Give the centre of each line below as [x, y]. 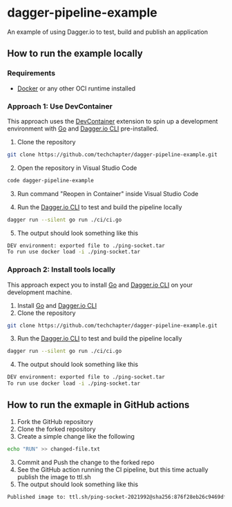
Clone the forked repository [56, 429]
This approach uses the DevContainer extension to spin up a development [113, 121]
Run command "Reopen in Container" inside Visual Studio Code [108, 193]
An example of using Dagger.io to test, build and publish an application [108, 32]
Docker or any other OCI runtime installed [76, 88]
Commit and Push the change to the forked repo [86, 462]
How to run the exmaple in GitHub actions [98, 405]
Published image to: [37, 497]
